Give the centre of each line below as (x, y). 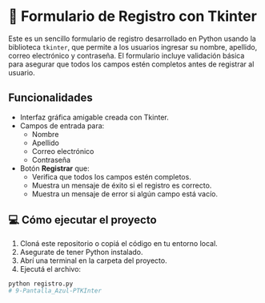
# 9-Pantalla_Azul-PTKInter (55, 291)
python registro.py (41, 284)
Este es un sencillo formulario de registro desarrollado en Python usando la (132, 38)
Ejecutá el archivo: (50, 269)
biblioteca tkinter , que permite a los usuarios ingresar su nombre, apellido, (133, 46)
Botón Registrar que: (54, 168)
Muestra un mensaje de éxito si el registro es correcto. (122, 185)
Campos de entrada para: (62, 125)
